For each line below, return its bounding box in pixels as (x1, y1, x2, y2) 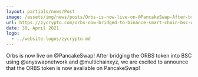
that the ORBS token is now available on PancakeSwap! (6, 65, 140, 71)
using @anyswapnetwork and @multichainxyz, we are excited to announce (6, 58, 189, 65)
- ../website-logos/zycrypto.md (11, 36, 91, 42)
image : (6, 14, 22, 20)
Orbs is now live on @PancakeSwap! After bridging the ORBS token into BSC (6, 52, 192, 59)
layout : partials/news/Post (6, 8, 75, 15)
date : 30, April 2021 (6, 25, 60, 31)
